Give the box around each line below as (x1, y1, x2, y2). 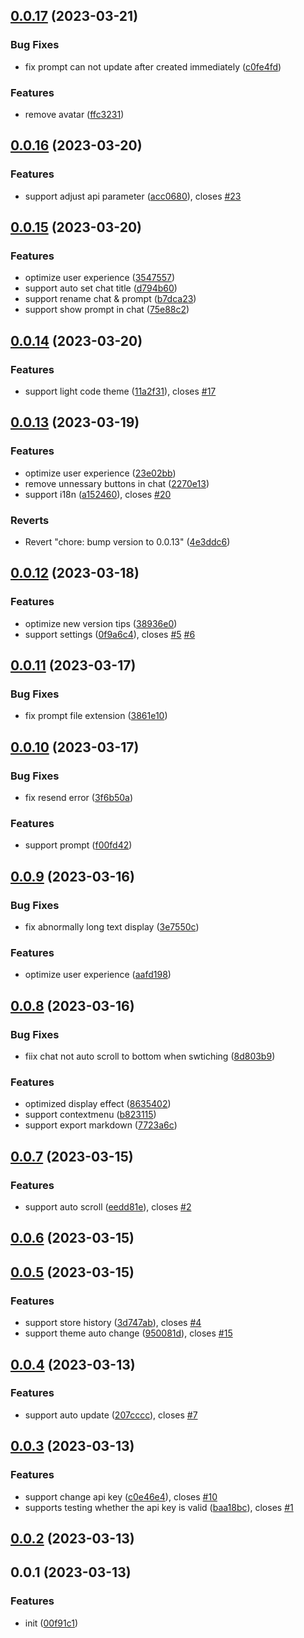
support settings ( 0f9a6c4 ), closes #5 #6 (24, 628, 196, 640)
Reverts (10, 513, 50, 527)
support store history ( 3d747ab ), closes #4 (24, 1317, 202, 1329)
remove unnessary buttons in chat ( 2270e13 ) (24, 477, 210, 489)
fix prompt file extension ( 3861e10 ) (24, 710, 168, 722)
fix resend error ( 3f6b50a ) (24, 792, 134, 804)
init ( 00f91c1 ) (24, 1617, 79, 1629)
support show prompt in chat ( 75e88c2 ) (24, 304, 190, 316)
